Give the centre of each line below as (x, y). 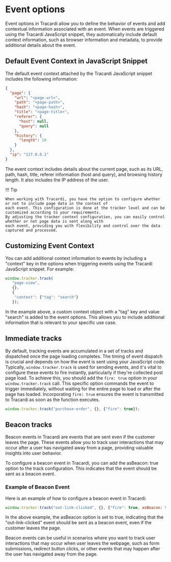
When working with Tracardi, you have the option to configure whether (83, 199)
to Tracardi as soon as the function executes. (53, 399)
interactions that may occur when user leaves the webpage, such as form (82, 543)
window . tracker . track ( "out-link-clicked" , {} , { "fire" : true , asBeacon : (84, 507)
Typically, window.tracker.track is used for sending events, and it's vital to (83, 367)
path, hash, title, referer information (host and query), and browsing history (84, 174)
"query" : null (34, 126)
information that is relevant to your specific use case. (61, 323)
